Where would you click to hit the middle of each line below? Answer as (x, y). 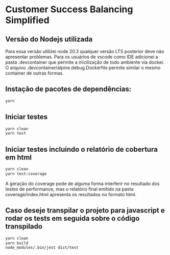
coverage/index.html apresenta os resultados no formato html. (71, 194)
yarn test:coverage (26, 174)
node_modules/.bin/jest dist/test (42, 248)
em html (19, 157)
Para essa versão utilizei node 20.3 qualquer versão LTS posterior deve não (85, 51)
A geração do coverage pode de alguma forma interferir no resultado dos (82, 183)
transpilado (24, 227)
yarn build (17, 243)
